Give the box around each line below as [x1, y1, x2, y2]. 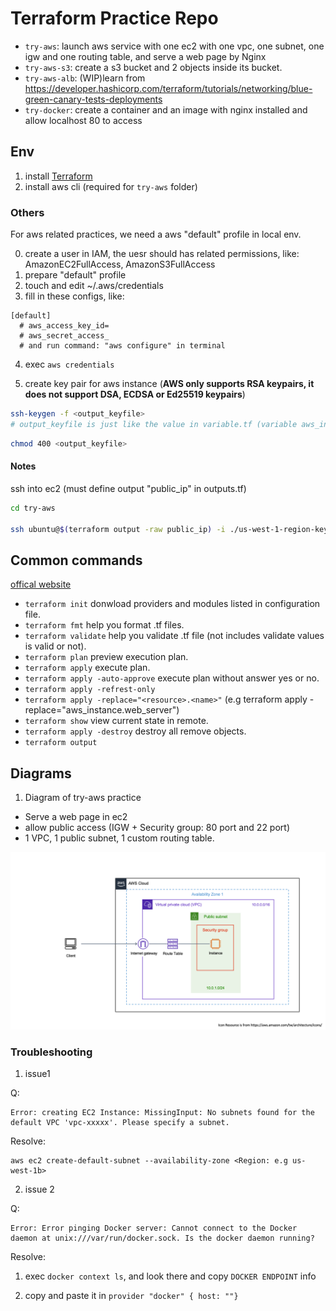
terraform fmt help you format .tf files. [24, 619, 185, 631]
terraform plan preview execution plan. [24, 651, 189, 663]
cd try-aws [10, 503, 56, 513]
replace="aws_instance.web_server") [24, 704, 180, 716]
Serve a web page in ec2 [24, 811, 128, 823]
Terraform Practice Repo [10, 7, 219, 30]
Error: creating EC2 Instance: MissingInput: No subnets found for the [10, 1107, 315, 1117]
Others [10, 205, 45, 219]
